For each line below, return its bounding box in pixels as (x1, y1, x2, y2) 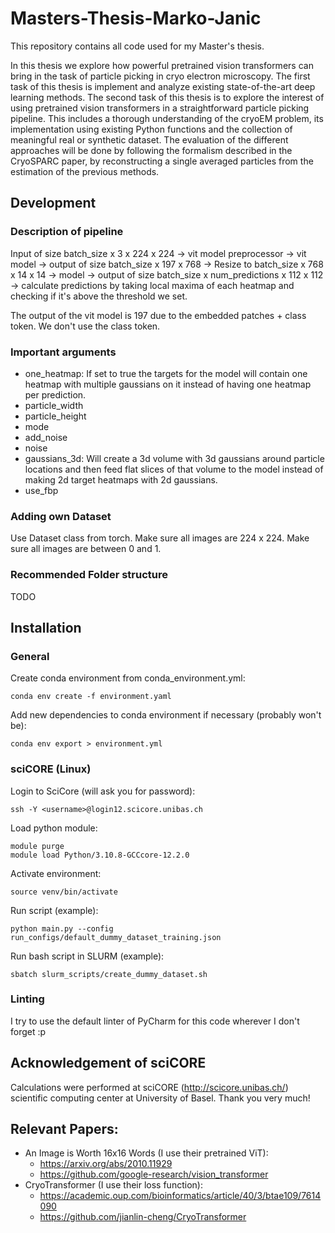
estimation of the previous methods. (10, 165, 160, 177)
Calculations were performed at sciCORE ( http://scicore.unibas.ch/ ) (10, 1081, 289, 1093)
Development (10, 195, 97, 212)
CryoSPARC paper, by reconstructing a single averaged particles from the (10, 155, 314, 167)
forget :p (10, 1025, 47, 1037)
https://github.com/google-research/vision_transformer (39, 1168, 269, 1181)
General (10, 649, 50, 663)
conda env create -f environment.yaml (10, 692, 172, 702)
